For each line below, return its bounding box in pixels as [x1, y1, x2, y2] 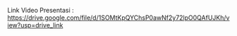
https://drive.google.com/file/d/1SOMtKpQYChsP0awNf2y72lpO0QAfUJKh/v [7, 13, 230, 22]
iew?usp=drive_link [7, 21, 63, 29]
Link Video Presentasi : [7, 6, 74, 14]
